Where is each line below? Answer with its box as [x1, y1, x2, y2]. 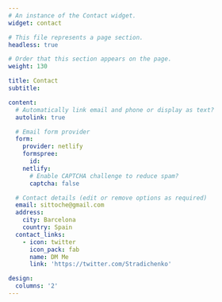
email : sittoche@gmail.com [15, 201, 105, 209]
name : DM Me [29, 253, 69, 261]
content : [8, 99, 37, 106]
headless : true [8, 41, 59, 48]
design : [8, 275, 34, 283]
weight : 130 [8, 63, 48, 71]
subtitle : [8, 84, 41, 92]
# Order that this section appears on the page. [8, 55, 172, 64]
